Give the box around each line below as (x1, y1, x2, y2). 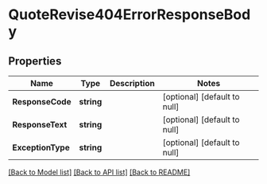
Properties (8, 54, 62, 68)
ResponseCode (12, 96, 72, 107)
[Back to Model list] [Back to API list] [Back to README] (8, 167, 191, 177)
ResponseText (12, 119, 68, 130)
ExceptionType (12, 142, 70, 153)
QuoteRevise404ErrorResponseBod (8, 6, 251, 24)
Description (110, 78, 155, 88)
